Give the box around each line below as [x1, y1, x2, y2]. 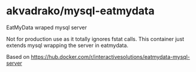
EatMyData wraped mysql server [6, 24, 88, 31]
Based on [6, 53, 30, 60]
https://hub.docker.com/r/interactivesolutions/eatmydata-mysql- [31, 53, 190, 60]
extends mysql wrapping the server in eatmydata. [6, 42, 129, 49]
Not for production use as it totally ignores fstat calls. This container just [6, 35, 185, 42]
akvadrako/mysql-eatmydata [6, 4, 155, 18]
